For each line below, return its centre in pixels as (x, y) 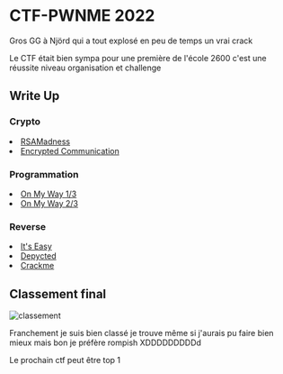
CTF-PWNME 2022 (82, 16)
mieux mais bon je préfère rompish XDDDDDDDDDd (106, 342)
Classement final (58, 294)
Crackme (38, 266)
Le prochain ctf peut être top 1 (65, 360)
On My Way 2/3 (50, 203)
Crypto (25, 122)
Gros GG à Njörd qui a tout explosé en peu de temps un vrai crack (131, 41)
